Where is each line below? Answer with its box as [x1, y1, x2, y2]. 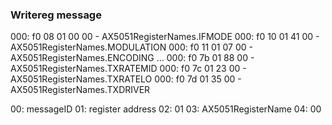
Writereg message [10, 8, 102, 22]
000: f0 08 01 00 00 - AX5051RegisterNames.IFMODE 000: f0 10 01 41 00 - [10, 31, 320, 43]
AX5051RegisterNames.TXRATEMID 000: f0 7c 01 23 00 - [10, 63, 247, 75]
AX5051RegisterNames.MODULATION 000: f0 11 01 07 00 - [10, 41, 253, 53]
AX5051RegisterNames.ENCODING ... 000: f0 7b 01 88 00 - [10, 52, 255, 64]
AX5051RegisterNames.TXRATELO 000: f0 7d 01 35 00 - [10, 73, 242, 85]
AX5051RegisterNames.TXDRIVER [10, 84, 151, 96]
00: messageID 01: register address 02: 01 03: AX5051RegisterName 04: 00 [10, 103, 322, 115]
